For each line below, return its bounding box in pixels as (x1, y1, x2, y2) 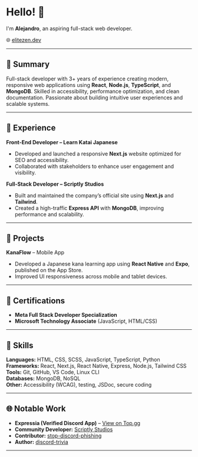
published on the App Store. (14, 267, 83, 274)
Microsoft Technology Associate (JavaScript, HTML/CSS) (14, 317, 158, 325)
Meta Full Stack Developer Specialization (14, 312, 118, 319)
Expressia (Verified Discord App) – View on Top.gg (14, 419, 140, 426)
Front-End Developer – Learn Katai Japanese (6, 138, 118, 145)
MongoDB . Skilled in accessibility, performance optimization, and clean (6, 87, 180, 95)
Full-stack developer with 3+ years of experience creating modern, (6, 75, 169, 82)
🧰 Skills (6, 340, 34, 351)
